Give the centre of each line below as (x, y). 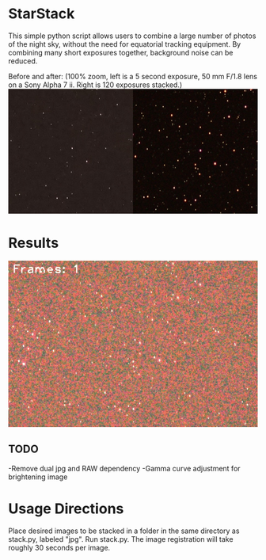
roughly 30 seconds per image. (59, 547)
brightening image (38, 477)
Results (34, 243)
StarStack (42, 14)
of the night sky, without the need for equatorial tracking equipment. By (125, 44)
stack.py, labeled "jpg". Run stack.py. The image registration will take (121, 539)
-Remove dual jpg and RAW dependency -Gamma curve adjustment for (124, 468)
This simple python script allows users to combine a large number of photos (132, 36)
